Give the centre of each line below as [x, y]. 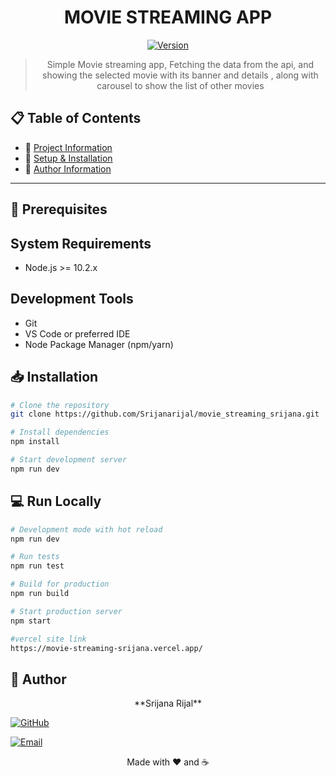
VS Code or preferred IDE [77, 333]
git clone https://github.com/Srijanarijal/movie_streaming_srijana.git [165, 414]
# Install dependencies [60, 432]
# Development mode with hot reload [86, 529]
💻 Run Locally [56, 501]
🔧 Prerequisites [59, 209]
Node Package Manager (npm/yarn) [99, 344]
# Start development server [69, 460]
